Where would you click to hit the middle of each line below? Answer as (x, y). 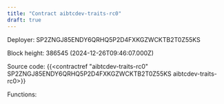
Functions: (22, 94)
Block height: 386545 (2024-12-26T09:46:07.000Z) (80, 53)
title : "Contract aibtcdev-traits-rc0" (64, 13)
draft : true (24, 20)
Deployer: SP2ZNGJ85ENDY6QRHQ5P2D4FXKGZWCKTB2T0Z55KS (104, 39)
